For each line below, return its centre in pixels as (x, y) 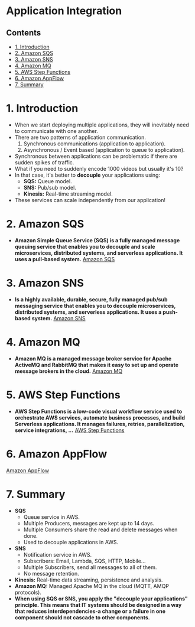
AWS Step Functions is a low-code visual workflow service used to (98, 411)
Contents (24, 33)
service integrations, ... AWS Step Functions (69, 430)
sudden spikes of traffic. (44, 162)
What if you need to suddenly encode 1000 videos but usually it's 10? (99, 168)
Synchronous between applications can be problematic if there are (96, 156)
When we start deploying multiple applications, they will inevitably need (102, 125)
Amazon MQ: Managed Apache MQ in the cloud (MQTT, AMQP (92, 586)
